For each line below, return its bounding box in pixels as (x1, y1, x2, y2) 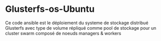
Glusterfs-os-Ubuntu (5, 3, 95, 15)
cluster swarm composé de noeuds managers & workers (5, 30, 121, 36)
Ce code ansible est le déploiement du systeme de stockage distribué (5, 20, 149, 26)
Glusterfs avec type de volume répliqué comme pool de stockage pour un (5, 25, 157, 31)
